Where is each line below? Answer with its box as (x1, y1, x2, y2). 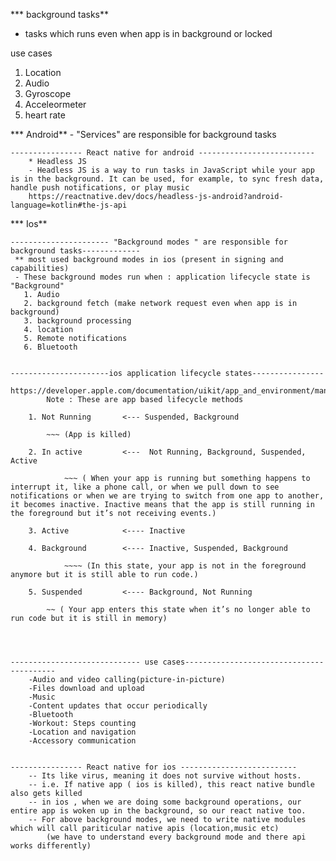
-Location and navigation (28, 727, 137, 737)
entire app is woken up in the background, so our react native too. (10, 806, 307, 816)
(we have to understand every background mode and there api (46, 832, 307, 842)
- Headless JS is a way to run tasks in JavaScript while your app (28, 165, 315, 175)
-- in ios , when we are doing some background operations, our (28, 797, 302, 807)
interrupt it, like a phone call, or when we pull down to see (10, 482, 280, 492)
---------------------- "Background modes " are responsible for (10, 237, 288, 247)
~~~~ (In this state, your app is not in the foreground (63, 561, 307, 571)
